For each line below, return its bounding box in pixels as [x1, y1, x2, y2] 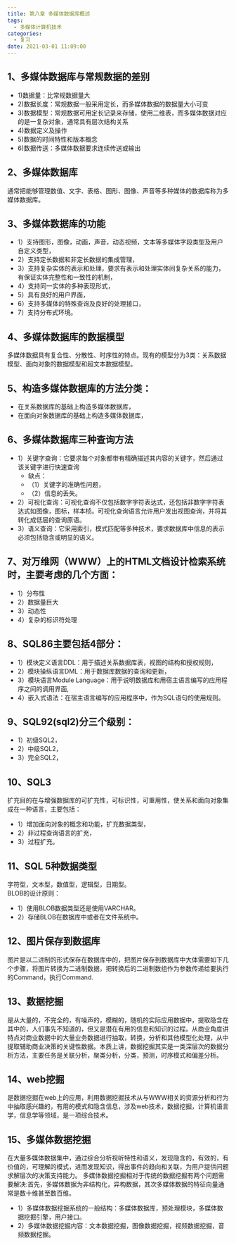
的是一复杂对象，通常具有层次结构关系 [17, 117, 129, 125]
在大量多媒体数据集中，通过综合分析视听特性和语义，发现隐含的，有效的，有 [7, 1153, 229, 1163]
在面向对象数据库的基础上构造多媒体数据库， [17, 411, 147, 420]
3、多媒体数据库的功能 [7, 218, 106, 230]
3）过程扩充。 [17, 838, 59, 846]
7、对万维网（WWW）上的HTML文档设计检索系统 [7, 556, 226, 568]
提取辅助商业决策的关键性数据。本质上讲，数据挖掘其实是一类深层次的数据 [7, 1042, 223, 1051]
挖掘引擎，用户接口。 [23, 1213, 86, 1221]
